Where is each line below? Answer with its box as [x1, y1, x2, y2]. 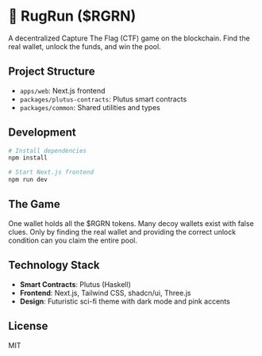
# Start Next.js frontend [8, 168, 94, 177]
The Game [8, 197, 61, 211]
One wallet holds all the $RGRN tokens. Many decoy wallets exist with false [8, 218, 254, 228]
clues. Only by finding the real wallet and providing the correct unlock [8, 227, 237, 236]
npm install [8, 154, 48, 162]
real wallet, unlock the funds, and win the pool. [8, 41, 161, 51]
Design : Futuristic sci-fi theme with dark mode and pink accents [19, 297, 230, 306]
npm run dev [8, 176, 48, 184]
